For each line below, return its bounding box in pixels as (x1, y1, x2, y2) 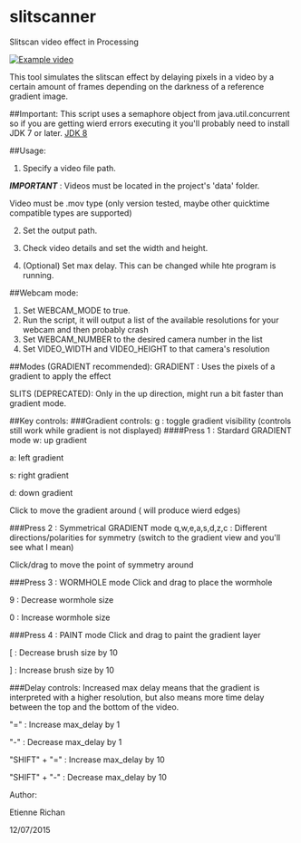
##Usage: (9, 145, 47, 156)
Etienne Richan (9, 807, 65, 818)
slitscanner (9, 6, 97, 27)
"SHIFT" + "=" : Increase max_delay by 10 (9, 754, 165, 765)
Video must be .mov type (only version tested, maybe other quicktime (9, 198, 270, 208)
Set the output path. (22, 225, 98, 236)
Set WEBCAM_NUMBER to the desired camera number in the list (22, 334, 263, 344)
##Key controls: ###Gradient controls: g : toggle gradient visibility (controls (9, 415, 292, 426)
